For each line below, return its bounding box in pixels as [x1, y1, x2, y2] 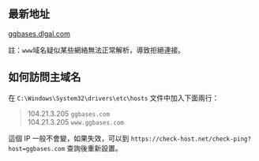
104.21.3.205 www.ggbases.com [27, 117, 125, 126]
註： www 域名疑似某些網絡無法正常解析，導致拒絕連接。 [8, 45, 186, 54]
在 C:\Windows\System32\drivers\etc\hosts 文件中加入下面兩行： [8, 93, 220, 103]
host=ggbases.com [8, 144, 66, 152]
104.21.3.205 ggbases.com [27, 109, 111, 118]
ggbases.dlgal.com [8, 28, 71, 38]
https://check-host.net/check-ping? [130, 135, 251, 143]
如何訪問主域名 [8, 70, 81, 84]
